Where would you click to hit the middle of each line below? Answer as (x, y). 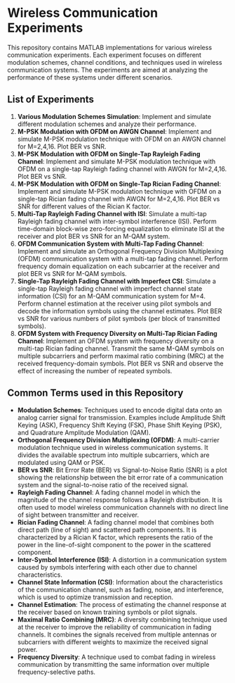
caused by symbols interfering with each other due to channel (107, 567)
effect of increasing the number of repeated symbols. (95, 370)
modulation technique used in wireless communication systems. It (113, 447)
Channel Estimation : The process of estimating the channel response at (122, 604)
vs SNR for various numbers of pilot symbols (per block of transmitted (119, 318)
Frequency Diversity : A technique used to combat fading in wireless (116, 657)
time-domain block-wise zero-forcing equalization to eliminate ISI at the (121, 228)
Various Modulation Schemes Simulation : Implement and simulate (114, 116)
